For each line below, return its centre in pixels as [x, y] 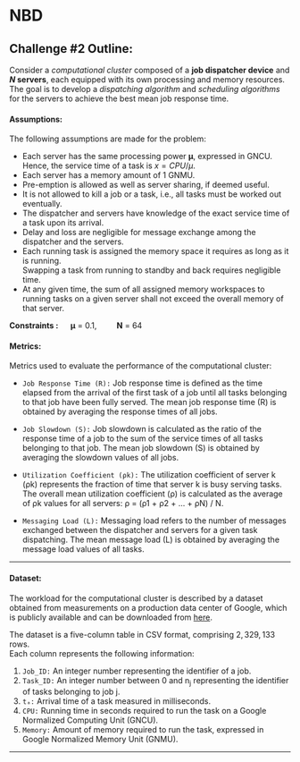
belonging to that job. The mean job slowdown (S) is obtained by [141, 448]
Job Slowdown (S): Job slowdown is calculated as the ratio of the [142, 429]
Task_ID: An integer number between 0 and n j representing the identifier [155, 681]
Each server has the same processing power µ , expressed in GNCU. [147, 157]
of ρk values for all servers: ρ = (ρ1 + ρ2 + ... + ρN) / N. [123, 504]
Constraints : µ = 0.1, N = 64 [76, 326]
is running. [42, 261]
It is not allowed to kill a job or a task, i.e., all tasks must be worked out [152, 194]
